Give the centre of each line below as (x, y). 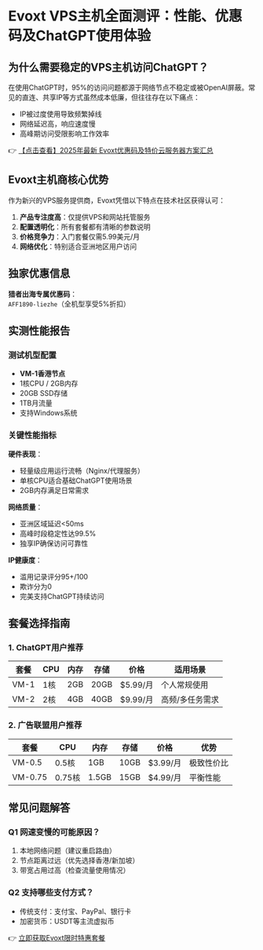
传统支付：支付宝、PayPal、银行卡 (75, 911)
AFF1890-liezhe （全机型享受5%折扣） (69, 304)
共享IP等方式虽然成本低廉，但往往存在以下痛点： (121, 97)
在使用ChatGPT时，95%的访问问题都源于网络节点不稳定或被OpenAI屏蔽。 (128, 88)
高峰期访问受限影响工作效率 (64, 133)
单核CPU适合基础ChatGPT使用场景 (76, 480)
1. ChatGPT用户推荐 (46, 647)
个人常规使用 (184, 685)
